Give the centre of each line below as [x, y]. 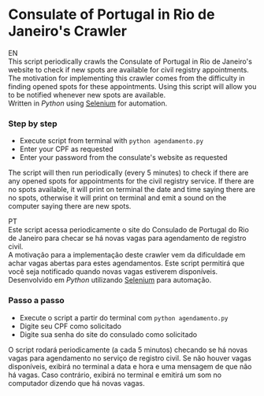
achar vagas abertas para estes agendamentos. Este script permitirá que [126, 263]
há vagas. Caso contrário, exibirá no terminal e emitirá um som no [115, 375]
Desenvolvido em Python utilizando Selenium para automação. [110, 280]
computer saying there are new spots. [70, 206]
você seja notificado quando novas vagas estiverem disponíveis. [113, 272]
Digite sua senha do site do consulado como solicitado [108, 334]
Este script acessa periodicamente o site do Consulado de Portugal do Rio [129, 230]
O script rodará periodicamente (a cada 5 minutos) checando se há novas [128, 350]
